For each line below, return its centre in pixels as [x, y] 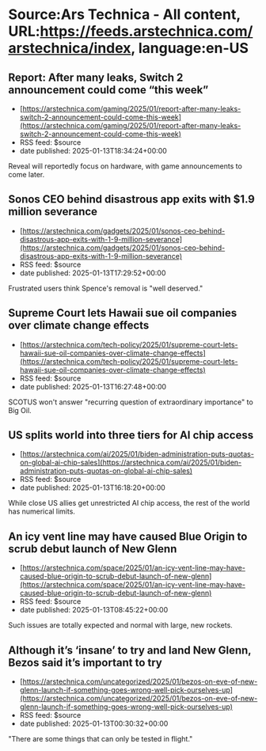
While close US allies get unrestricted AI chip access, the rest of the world [129, 503]
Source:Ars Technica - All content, [124, 15]
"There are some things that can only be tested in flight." [101, 739]
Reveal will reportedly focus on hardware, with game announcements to [125, 166]
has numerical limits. [42, 511]
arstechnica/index [70, 48]
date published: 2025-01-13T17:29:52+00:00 [93, 273]
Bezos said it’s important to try [85, 662]
